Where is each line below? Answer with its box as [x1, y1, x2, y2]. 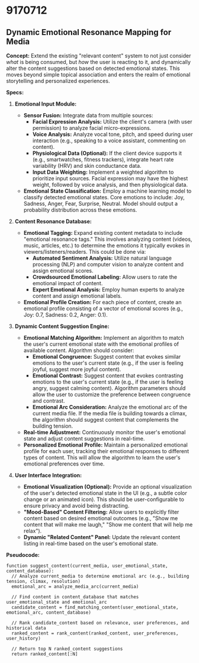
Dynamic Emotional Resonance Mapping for [6, 27, 172, 37]
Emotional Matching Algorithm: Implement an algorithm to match [23, 334, 185, 341]
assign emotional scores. [32, 267, 94, 274]
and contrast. [32, 397, 65, 404]
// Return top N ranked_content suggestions [11, 646, 123, 652]
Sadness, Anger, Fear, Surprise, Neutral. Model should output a [23, 200, 178, 207]
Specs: [6, 89, 24, 95]
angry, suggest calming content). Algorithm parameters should [32, 385, 186, 391]
